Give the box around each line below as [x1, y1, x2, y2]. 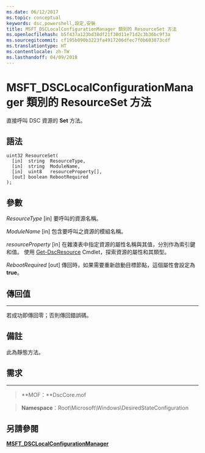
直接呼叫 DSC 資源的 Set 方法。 [6, 116, 86, 124]
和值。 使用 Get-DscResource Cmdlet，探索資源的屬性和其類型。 [6, 248, 170, 256]
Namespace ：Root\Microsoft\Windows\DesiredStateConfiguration [21, 404, 189, 412]
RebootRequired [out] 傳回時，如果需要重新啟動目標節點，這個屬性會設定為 [6, 262, 195, 269]
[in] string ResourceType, [12, 158, 86, 165]
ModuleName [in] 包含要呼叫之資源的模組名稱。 [6, 228, 127, 235]
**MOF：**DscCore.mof [21, 391, 87, 398]
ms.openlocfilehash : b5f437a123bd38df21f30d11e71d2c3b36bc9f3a [6, 32, 171, 38]
